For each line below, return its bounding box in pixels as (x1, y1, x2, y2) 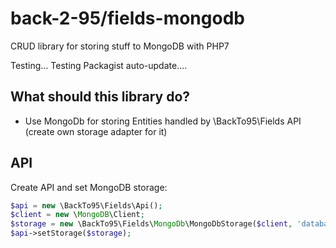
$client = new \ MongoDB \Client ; (10, 210, 145, 220)
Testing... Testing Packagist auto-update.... (10, 59, 188, 71)
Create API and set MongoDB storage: (10, 181, 168, 193)
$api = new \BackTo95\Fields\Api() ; (10, 200, 163, 211)
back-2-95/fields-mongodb (10, 7, 245, 30)
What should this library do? (10, 88, 191, 106)
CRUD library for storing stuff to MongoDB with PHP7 (10, 40, 230, 52)
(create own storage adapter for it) (24, 125, 168, 137)
